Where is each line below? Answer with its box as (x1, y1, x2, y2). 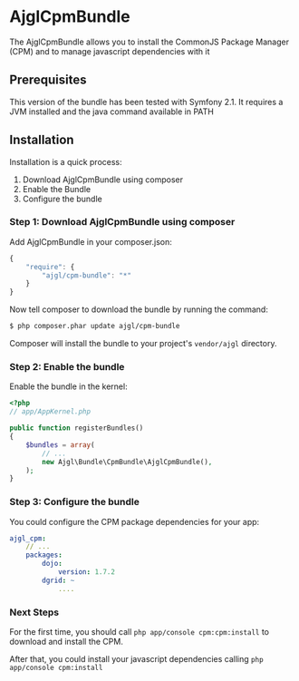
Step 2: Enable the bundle (9, 361, 125, 374)
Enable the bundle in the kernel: (9, 381, 129, 392)
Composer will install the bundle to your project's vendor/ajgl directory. (9, 338, 277, 349)
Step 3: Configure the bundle (9, 496, 140, 509)
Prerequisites (9, 73, 87, 88)
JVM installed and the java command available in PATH (9, 106, 215, 117)
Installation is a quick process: (9, 156, 122, 167)
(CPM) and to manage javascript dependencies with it (9, 45, 210, 56)
